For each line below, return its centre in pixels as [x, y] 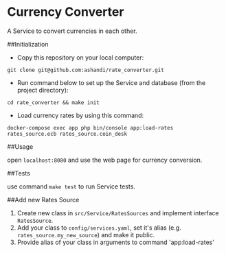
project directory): [43, 90]
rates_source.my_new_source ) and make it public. [86, 234]
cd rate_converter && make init [53, 103]
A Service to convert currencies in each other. [72, 31]
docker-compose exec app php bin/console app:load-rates [90, 128]
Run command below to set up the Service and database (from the [111, 82]
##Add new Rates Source [43, 200]
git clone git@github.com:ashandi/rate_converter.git [86, 70]
